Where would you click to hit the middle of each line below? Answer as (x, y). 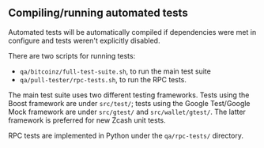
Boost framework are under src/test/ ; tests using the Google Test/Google (129, 103)
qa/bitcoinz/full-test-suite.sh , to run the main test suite (115, 71)
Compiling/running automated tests (98, 13)
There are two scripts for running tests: (72, 55)
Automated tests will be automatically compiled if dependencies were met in (132, 32)
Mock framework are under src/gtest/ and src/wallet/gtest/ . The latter (127, 112)
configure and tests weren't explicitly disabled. (84, 40)
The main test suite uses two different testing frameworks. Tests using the (129, 95)
